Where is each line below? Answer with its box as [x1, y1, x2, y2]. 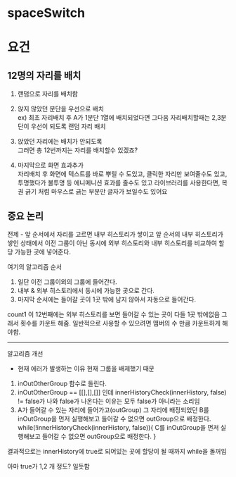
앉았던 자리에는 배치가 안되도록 [17, 137, 103, 146]
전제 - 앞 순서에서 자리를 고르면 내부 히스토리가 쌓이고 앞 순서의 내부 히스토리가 [7, 230, 223, 238]
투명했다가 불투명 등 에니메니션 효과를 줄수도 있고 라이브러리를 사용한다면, [17, 178, 221, 187]
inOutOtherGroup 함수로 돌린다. [17, 379, 107, 388]
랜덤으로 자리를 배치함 [17, 89, 79, 98]
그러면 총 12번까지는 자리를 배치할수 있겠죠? [17, 146, 138, 154]
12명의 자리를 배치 [7, 69, 81, 82]
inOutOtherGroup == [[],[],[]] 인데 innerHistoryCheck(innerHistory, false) [17, 388, 227, 396]
